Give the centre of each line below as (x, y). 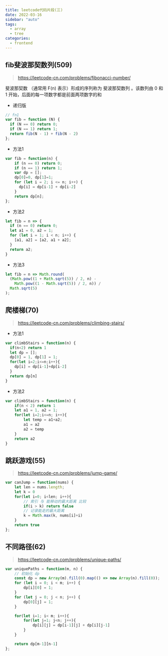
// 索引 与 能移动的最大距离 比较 (55, 501)
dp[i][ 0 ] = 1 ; (38, 588)
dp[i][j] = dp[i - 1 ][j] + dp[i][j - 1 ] (71, 625)
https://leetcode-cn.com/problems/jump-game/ (68, 473)
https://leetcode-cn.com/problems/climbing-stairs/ (71, 323)
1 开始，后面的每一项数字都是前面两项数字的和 (54, 94)
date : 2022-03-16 (24, 15)
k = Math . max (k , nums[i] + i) (53, 516)
